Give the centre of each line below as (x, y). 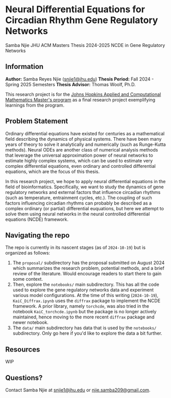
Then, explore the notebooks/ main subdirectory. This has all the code (86, 285)
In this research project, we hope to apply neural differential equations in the (86, 181)
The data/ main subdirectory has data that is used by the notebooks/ (84, 328)
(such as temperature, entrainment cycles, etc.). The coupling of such (79, 197)
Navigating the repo (38, 235)
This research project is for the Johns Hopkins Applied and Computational (83, 94)
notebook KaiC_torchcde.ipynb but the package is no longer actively (84, 312)
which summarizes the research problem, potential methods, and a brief (89, 268)
